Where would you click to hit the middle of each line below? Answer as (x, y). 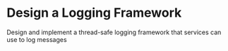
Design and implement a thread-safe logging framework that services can (114, 32)
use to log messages (37, 39)
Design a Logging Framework (94, 13)
